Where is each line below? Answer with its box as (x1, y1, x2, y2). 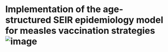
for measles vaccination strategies (5, 25, 155, 36)
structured (5, 14, 51, 26)
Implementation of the (5, 4, 101, 15)
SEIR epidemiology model (53, 14, 163, 26)
